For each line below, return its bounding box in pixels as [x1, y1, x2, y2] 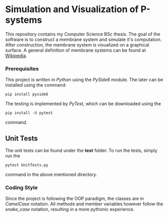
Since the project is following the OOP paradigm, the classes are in [5, 196, 144, 202]
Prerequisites [5, 65, 39, 72]
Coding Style [5, 184, 38, 191]
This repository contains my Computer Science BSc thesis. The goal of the [5, 31, 160, 37]
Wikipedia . [5, 52, 27, 59]
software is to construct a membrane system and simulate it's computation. [5, 36, 162, 42]
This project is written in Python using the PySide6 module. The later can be [5, 77, 163, 83]
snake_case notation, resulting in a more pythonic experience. [5, 206, 135, 212]
